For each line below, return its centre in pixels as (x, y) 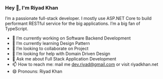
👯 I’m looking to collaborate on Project (50, 49)
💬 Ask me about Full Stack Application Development (64, 59)
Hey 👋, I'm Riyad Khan (32, 8)
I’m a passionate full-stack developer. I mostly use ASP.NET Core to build (78, 19)
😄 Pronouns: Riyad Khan (37, 71)
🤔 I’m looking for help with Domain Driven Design (61, 54)
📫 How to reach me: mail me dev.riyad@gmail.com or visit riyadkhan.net (85, 64)
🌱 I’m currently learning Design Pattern (51, 43)
